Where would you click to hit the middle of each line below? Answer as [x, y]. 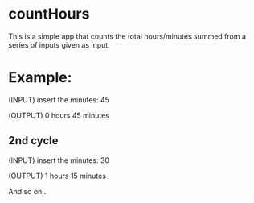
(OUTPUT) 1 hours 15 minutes [57, 176]
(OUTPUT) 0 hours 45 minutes [59, 115]
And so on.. [27, 191]
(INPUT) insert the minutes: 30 [59, 160]
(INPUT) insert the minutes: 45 [59, 99]
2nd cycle [33, 141]
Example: [40, 78]
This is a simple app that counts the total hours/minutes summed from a [127, 36]
